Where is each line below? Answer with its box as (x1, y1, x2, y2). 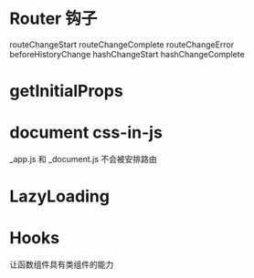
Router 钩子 (9, 8, 98, 29)
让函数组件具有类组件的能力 (9, 259, 114, 270)
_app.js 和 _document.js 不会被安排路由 (9, 154, 157, 165)
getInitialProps (9, 81, 123, 101)
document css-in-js (9, 122, 163, 143)
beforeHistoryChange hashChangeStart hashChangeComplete (9, 48, 245, 59)
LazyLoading (9, 186, 110, 207)
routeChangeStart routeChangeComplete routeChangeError (9, 38, 235, 50)
